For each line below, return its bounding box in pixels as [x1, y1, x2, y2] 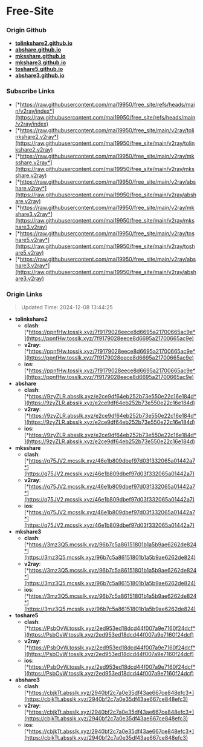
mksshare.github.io [14, 53, 66, 60]
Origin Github [6, 26, 47, 35]
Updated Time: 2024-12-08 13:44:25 [21, 304, 113, 311]
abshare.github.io [14, 46, 62, 53]
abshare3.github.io [14, 72, 65, 79]
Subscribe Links [6, 87, 55, 95]
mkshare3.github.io [14, 59, 66, 66]
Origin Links [6, 290, 43, 298]
